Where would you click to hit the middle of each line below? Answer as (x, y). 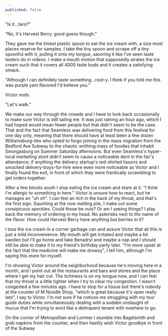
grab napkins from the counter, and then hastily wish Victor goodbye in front (84, 322)
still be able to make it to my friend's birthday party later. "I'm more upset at (83, 245)
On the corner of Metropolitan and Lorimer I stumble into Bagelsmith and (80, 317)
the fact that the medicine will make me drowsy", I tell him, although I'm (78, 250)
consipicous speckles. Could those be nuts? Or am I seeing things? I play (80, 208)
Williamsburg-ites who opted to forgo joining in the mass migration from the (83, 140)
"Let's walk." (18, 104)
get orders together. (26, 177)
